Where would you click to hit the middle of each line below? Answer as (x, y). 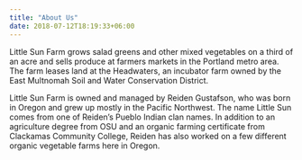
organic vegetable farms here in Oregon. (85, 146)
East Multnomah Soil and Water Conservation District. (109, 80)
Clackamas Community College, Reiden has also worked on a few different (148, 136)
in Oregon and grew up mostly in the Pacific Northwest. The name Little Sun (151, 107)
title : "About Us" (44, 18)
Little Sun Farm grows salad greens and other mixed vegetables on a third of (151, 51)
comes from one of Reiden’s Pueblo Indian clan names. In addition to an (142, 117)
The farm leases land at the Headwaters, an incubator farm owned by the (146, 71)
